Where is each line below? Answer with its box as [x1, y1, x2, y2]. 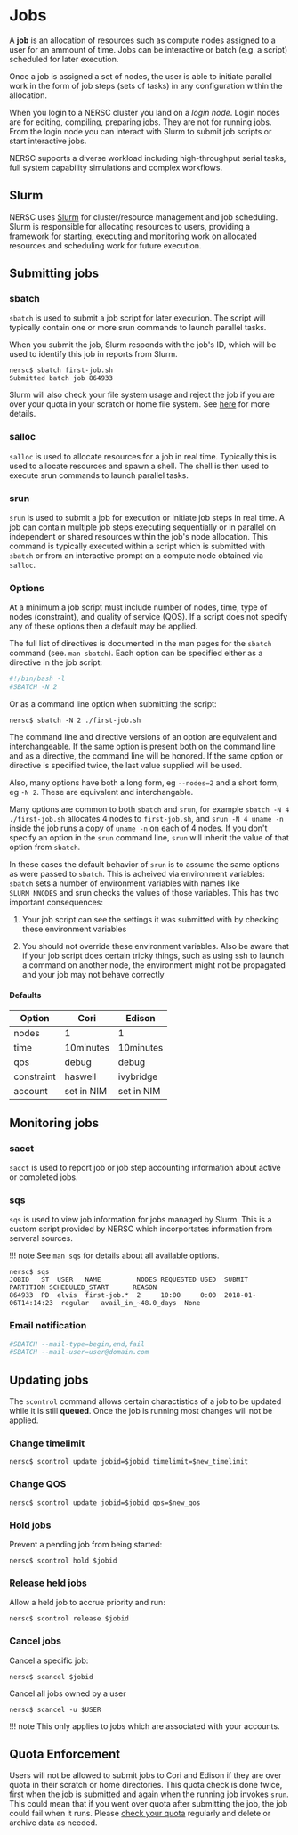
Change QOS [9, 1478, 67, 1490]
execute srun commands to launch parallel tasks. [9, 469, 189, 481]
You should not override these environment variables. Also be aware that [21, 941, 289, 952]
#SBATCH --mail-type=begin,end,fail [9, 1339, 145, 1349]
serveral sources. [9, 1233, 73, 1244]
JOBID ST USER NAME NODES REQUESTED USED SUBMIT [9, 1275, 249, 1285]
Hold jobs [9, 1519, 52, 1531]
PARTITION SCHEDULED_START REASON [9, 1283, 157, 1292]
